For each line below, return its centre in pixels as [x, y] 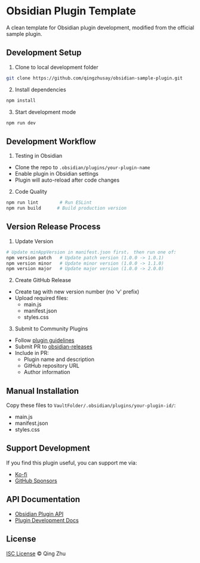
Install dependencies [41, 89]
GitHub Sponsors [36, 481]
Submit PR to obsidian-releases [53, 347]
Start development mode [45, 112]
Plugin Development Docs [47, 520]
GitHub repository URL [51, 366]
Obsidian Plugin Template [71, 11]
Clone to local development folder [56, 67]
